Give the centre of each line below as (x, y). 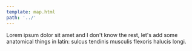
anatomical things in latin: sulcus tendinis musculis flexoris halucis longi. (96, 41)
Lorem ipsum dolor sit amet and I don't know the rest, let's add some (92, 35)
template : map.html (31, 12)
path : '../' (21, 18)
